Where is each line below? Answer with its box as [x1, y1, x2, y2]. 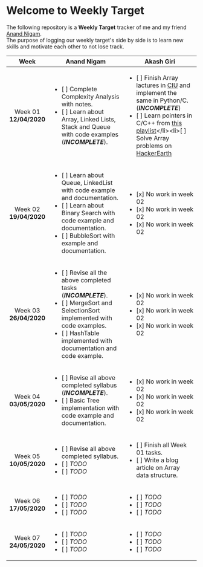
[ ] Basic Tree [61, 396, 100, 404]
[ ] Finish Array [136, 73, 179, 82]
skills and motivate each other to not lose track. [6, 43, 124, 50]
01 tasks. [136, 448, 163, 456]
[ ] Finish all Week [136, 441, 187, 449]
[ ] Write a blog [136, 456, 179, 464]
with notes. [61, 100, 93, 108]
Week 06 [14, 496, 40, 505]
